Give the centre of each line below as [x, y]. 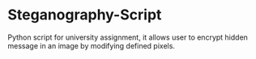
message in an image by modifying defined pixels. [92, 45]
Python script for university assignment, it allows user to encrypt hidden [128, 37]
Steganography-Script [85, 15]
